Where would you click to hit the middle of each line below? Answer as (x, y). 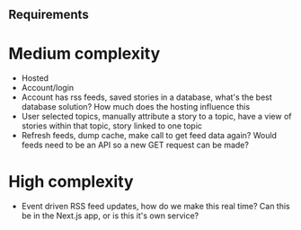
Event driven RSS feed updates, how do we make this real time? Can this (156, 207)
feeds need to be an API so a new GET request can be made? (135, 145)
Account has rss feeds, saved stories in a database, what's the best (147, 97)
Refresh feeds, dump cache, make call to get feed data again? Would (149, 136)
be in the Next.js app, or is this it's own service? (110, 216)
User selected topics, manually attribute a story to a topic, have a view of (156, 117)
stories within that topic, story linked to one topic (112, 126)
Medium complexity (84, 53)
